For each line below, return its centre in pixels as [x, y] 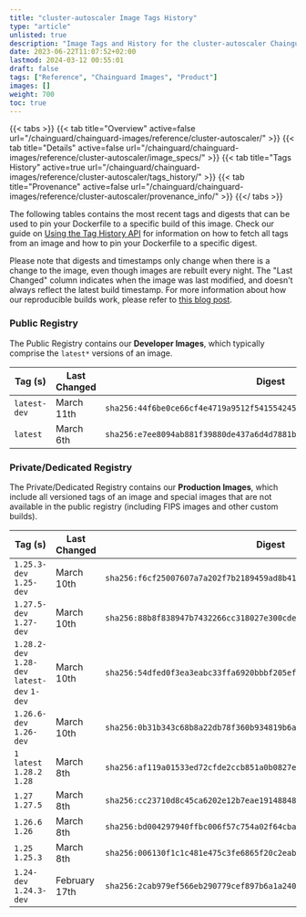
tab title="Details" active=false [67, 148]
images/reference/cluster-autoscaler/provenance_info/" [114, 196]
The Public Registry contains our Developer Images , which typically [138, 343]
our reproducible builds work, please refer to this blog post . [121, 300]
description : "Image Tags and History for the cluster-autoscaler [138, 43]
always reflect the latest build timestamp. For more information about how [148, 290]
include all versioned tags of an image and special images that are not [141, 496]
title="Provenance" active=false [69, 187]
